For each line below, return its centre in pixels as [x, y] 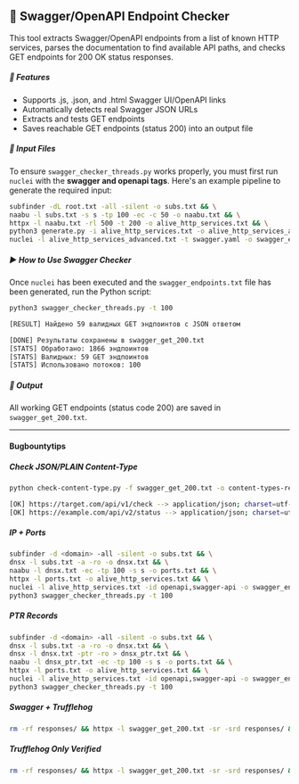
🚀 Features [30, 78]
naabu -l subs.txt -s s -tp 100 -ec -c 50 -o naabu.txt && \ [125, 215]
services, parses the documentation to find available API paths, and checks [147, 47]
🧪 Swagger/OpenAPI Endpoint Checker [119, 17]
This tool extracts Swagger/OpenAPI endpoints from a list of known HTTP [144, 37]
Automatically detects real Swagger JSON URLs [110, 109]
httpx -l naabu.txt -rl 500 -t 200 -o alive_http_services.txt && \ [139, 223]
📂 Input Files [32, 149]
